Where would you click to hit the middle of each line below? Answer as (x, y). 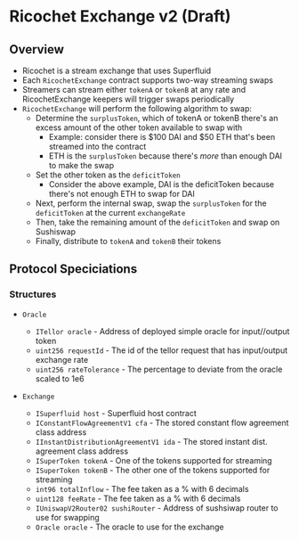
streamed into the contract (97, 146)
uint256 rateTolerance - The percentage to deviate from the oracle (159, 369)
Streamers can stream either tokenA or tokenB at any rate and (134, 90)
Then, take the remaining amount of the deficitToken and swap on (158, 222)
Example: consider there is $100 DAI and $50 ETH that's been (162, 137)
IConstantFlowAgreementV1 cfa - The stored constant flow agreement (162, 422)
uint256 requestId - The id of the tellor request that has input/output (162, 350)
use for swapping (67, 517)
